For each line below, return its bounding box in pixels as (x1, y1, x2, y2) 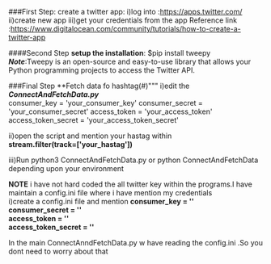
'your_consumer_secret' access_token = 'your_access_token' (8, 107, 213, 116)
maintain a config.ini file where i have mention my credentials (8, 188, 213, 197)
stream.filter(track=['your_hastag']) (8, 140, 133, 149)
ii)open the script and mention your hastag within (8, 131, 172, 140)
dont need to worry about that (8, 246, 108, 256)
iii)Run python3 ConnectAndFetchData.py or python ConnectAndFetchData (8, 155, 259, 165)
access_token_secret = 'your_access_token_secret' (8, 115, 180, 124)
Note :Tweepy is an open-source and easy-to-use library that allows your (8, 57, 252, 66)
